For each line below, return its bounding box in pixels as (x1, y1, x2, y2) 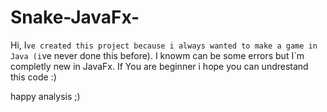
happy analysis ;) (10, 90, 81, 102)
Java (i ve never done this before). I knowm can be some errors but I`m (10, 49, 305, 61)
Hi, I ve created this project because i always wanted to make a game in (10, 39, 318, 51)
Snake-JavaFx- (10, 6, 140, 29)
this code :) (10, 71, 57, 83)
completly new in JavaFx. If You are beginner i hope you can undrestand (10, 60, 309, 72)
